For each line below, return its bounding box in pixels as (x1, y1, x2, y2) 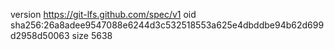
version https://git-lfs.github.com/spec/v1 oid (10, 9, 197, 20)
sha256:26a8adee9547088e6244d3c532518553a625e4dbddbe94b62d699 (10, 19, 325, 31)
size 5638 (71, 30, 113, 41)
